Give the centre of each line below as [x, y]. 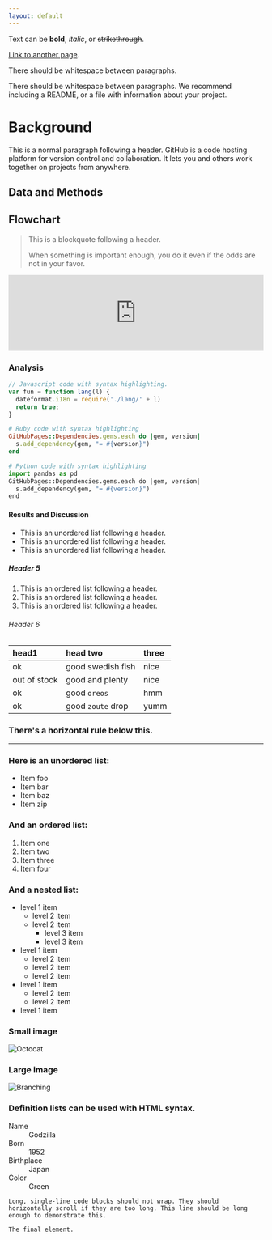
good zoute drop [97, 706]
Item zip [34, 804]
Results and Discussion [49, 514]
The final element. [41, 1229]
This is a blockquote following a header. [94, 239]
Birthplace [25, 1160]
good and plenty [97, 679]
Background [50, 127]
